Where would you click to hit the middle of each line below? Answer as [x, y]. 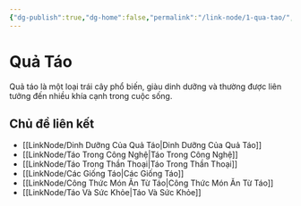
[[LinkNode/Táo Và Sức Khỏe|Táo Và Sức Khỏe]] [112, 193]
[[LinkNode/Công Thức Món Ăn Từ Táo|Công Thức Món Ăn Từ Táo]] [148, 183]
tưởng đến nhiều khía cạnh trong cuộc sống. [91, 95]
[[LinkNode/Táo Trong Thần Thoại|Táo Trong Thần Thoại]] [130, 164]
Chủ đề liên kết [52, 124]
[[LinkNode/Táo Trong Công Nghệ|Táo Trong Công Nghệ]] [130, 155]
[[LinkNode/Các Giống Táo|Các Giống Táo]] [103, 174]
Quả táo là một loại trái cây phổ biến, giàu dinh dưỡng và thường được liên [146, 87]
